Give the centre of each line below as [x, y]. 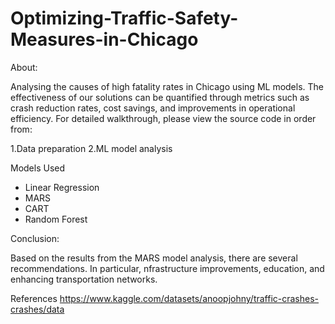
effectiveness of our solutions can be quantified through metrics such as [160, 97]
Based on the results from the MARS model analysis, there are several [154, 258]
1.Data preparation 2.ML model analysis [91, 148]
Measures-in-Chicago [104, 39]
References [34, 298]
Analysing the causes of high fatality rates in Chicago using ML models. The [167, 86]
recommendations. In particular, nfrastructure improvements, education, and [167, 268]
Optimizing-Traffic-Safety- [124, 18]
